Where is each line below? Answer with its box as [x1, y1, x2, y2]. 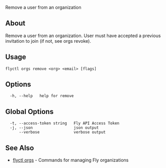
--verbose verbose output [18, 130, 106, 135]
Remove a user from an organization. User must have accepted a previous [5, 33, 161, 39]
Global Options [5, 107, 54, 116]
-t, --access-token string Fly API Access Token [10, 121, 120, 126]
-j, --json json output [10, 125, 99, 130]
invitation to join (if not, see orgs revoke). [5, 38, 92, 44]
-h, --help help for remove [10, 94, 74, 99]
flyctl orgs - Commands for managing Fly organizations [12, 157, 129, 163]
